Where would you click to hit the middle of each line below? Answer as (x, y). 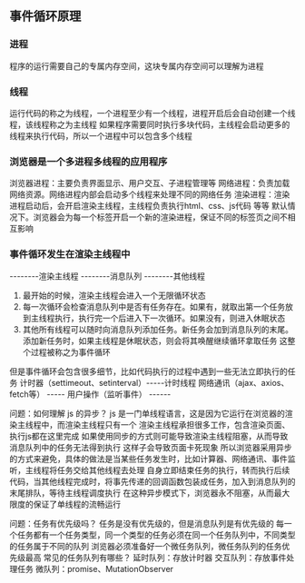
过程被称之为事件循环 (70, 351)
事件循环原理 (45, 16)
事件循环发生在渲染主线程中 (70, 254)
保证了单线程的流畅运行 (77, 504)
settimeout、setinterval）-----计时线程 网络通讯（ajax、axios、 (170, 382)
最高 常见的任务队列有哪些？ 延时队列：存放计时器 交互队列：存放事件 (156, 558)
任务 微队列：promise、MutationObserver (95, 568)
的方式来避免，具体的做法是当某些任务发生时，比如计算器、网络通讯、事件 (148, 459)
